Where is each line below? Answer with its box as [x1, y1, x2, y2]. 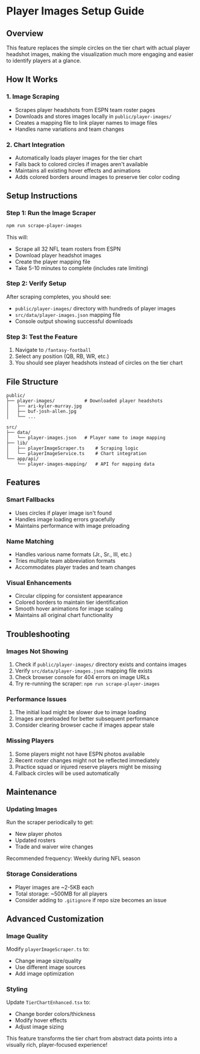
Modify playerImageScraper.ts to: [6, 946, 90, 953]
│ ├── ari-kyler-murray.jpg [6, 403, 83, 409]
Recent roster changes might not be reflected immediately [14, 756, 160, 764]
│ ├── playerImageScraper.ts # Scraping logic [6, 445, 139, 451]
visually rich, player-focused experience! [6, 1041, 108, 1049]
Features [6, 477, 40, 488]
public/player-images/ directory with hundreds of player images [14, 304, 176, 312]
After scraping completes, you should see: [6, 293, 111, 300]
